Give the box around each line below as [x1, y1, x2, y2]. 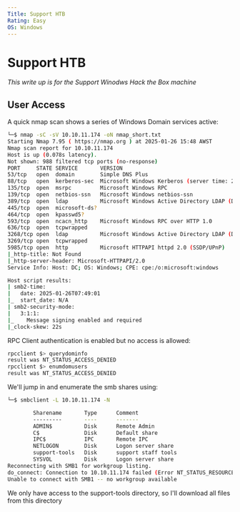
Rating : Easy [7, 17, 46, 24]
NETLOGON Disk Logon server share [33, 443, 174, 450]
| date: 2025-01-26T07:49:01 [7, 290, 101, 297]
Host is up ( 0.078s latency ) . [7, 151, 98, 158]
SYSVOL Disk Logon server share [33, 456, 174, 463]
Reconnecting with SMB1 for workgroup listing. [7, 462, 152, 469]
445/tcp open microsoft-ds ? [7, 204, 98, 211]
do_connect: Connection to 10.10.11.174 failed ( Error [7, 469, 174, 476]
